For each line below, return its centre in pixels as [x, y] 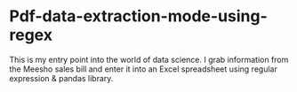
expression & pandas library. [61, 78]
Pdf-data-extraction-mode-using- [139, 16]
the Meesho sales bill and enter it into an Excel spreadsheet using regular [143, 69]
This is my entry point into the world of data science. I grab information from [149, 59]
